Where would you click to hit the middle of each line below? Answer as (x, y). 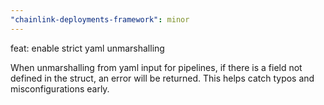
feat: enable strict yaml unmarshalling (87, 48)
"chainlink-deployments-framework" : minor (100, 19)
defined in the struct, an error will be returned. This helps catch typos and (162, 78)
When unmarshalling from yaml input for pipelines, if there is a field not (156, 67)
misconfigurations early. (60, 88)
